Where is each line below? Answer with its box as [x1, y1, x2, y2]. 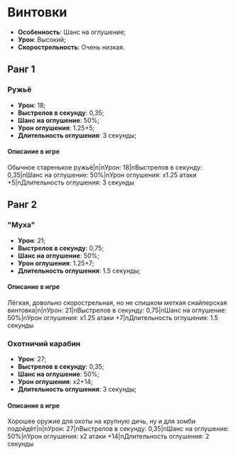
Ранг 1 [7, 63, 36, 75]
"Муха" [7, 220, 36, 230]
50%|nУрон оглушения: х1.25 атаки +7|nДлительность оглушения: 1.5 [7, 313, 219, 322]
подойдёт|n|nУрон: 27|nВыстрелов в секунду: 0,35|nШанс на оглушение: [7, 424, 230, 433]
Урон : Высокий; [17, 35, 66, 43]
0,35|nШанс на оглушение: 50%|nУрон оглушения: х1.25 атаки [7, 170, 197, 179]
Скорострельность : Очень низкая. [17, 43, 125, 51]
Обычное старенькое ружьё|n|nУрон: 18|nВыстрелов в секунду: [7, 163, 203, 171]
